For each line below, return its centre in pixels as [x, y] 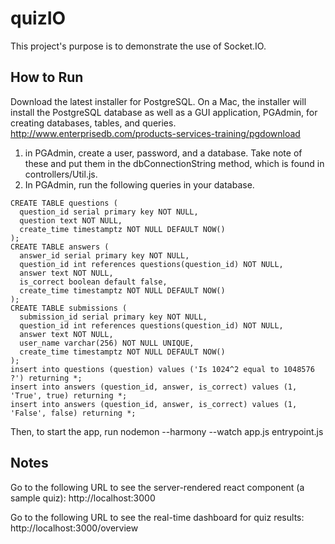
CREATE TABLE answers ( [60, 247]
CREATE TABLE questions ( [64, 203]
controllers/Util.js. [61, 174]
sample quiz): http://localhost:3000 [83, 498]
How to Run [47, 77]
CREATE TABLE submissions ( [69, 308]
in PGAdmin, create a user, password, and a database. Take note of [163, 153]
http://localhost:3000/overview [74, 528]
